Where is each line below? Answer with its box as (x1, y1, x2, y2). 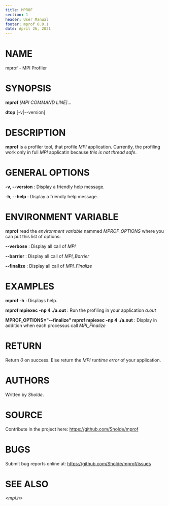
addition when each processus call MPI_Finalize (5, 322, 106, 329)
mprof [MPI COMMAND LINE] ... (5, 99, 72, 105)
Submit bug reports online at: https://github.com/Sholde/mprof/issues (5, 460, 151, 466)
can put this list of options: (5, 233, 61, 239)
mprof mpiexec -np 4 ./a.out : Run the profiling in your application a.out (5, 307, 156, 313)
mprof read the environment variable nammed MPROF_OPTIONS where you (5, 228, 164, 234)
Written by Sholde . (5, 391, 44, 397)
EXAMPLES (5, 281, 54, 292)
